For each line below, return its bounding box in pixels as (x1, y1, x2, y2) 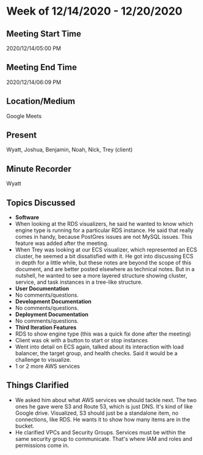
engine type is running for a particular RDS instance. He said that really (15, 227, 194, 234)
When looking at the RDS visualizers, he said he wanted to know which (15, 220, 193, 228)
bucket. (15, 422, 35, 429)
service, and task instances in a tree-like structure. (15, 278, 143, 286)
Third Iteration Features (15, 324, 77, 331)
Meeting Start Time (6, 29, 82, 39)
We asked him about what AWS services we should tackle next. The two (15, 396, 197, 403)
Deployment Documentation (15, 311, 88, 318)
